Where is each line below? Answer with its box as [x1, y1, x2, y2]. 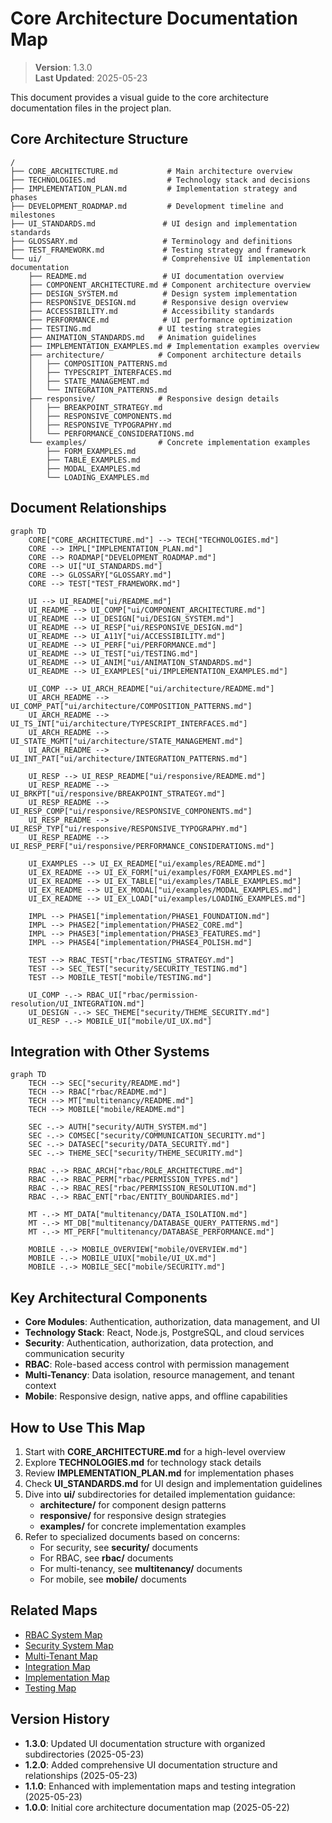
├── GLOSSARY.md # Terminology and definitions [10, 236, 293, 246]
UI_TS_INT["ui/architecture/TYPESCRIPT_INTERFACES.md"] [10, 718, 248, 729]
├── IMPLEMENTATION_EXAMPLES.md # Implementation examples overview [28, 341, 320, 351]
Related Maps [10, 1602, 98, 1619]
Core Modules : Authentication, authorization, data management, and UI [24, 1316, 321, 1328]
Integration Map [24, 1660, 91, 1672]
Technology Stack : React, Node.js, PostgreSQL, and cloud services [24, 1327, 305, 1339]
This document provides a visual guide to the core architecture [10, 91, 269, 103]
